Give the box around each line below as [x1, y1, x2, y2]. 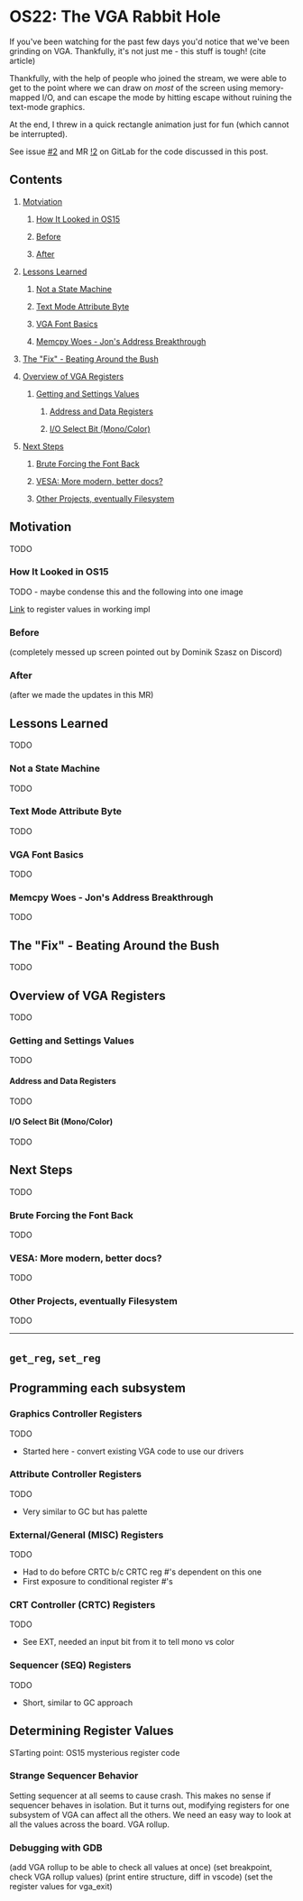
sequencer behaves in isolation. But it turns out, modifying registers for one [9, 1799, 290, 1810]
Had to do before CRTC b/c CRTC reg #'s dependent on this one [22, 1566, 262, 1577]
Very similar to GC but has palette [22, 1506, 148, 1517]
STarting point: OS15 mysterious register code [9, 1747, 180, 1758]
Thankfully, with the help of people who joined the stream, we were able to [9, 72, 287, 83]
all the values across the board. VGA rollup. [9, 1819, 170, 1830]
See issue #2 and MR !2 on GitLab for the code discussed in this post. [9, 146, 269, 157]
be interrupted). [9, 128, 68, 139]
